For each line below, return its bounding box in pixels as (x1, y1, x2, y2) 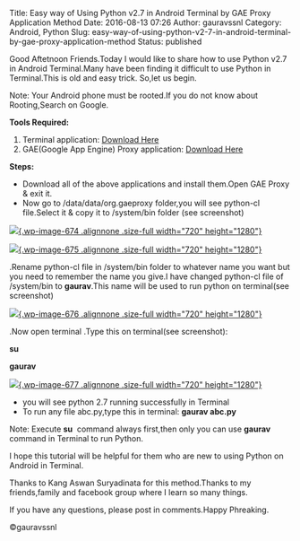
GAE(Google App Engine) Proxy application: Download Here (21, 144, 244, 154)
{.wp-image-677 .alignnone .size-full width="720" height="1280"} (18, 380, 262, 389)
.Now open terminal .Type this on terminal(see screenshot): (9, 327, 228, 336)
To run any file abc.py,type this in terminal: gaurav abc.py (21, 406, 237, 416)
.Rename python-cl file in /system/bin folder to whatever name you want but (9, 262, 291, 272)
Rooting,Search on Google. (9, 100, 109, 110)
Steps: (9, 161, 34, 171)
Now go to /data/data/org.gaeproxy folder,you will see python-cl (21, 197, 261, 208)
